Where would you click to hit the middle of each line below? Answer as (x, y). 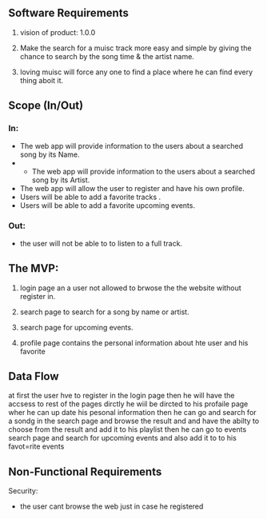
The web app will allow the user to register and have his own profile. (132, 188)
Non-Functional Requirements (85, 471)
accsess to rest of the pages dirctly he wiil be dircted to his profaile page (128, 404)
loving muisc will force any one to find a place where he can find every (136, 72)
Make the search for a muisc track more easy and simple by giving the (135, 48)
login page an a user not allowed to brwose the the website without (130, 288)
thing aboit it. (42, 80)
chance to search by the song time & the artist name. (107, 56)
